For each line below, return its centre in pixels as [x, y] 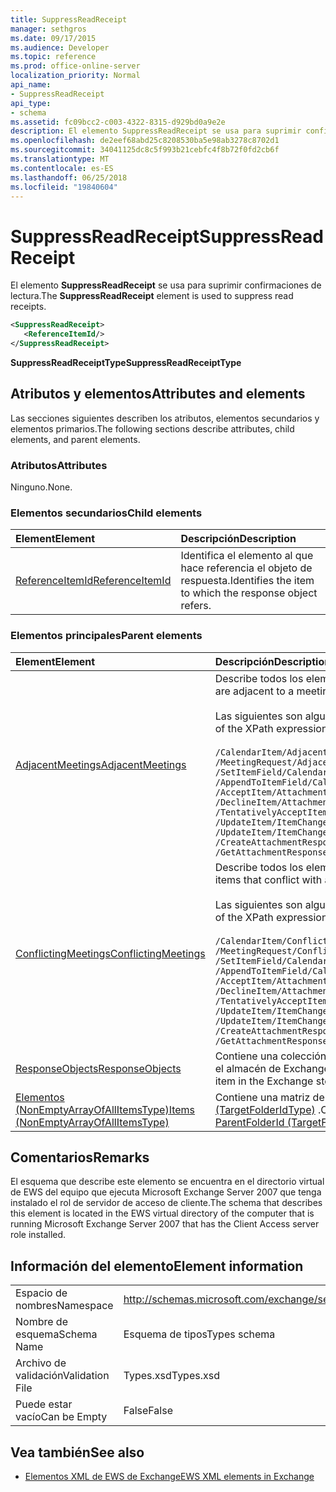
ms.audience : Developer [60, 47]
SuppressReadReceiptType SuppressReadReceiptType [126, 362]
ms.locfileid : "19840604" [64, 187]
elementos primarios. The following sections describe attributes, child [152, 428]
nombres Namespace [64, 1306]
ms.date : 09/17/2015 [53, 38]
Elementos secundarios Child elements [106, 513]
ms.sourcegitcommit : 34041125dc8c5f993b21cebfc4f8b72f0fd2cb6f [145, 150]
